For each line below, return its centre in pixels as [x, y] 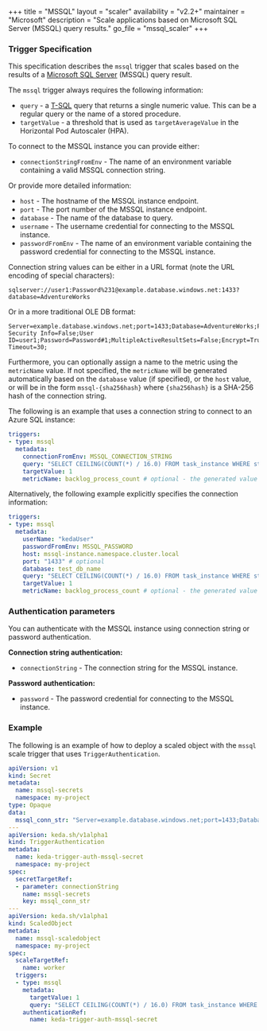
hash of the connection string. [58, 396]
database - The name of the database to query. [96, 218]
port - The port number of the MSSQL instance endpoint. [113, 209]
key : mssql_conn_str [56, 901]
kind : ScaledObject [41, 924]
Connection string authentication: [66, 652]
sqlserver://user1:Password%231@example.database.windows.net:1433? [124, 290]
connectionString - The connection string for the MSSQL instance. [129, 668]
